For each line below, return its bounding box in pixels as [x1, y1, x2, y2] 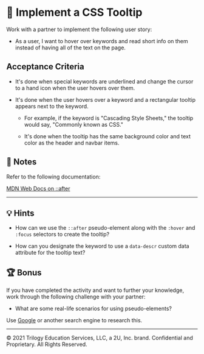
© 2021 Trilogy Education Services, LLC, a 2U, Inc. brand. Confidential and [6, 335, 193, 342]
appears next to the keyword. [15, 102, 89, 110]
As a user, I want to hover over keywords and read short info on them [15, 37, 188, 44]
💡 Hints [6, 208, 35, 218]
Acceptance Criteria [6, 62, 84, 72]
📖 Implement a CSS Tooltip [6, 5, 143, 19]
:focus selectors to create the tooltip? [15, 231, 110, 238]
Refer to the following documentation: [6, 173, 101, 180]
